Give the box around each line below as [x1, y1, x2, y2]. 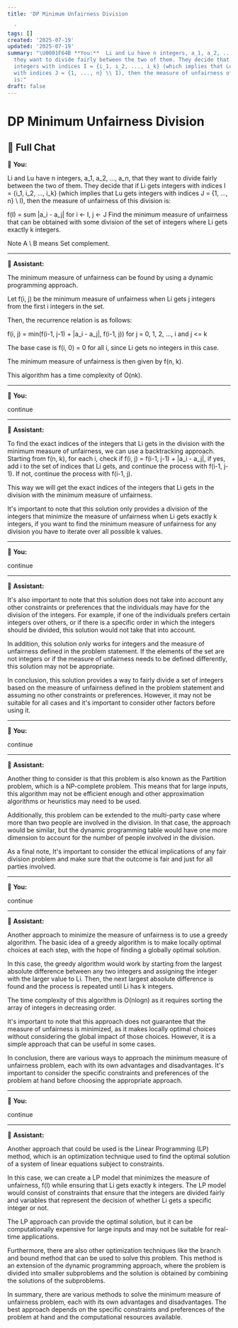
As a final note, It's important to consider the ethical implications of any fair [7, 847, 227, 856]
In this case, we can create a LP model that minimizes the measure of [7, 1173, 210, 1182]
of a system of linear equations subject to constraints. [7, 1160, 164, 1168]
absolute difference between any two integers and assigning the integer [7, 967, 217, 976]
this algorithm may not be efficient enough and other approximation [7, 790, 205, 798]
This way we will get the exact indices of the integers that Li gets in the [7, 484, 215, 492]
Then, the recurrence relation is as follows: [7, 316, 132, 325]
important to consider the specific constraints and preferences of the [7, 1069, 209, 1077]
